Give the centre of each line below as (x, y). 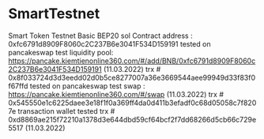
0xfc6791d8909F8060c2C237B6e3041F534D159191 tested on (109, 43)
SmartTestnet (54, 14)
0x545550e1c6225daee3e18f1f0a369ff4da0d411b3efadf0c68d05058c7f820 (132, 103)
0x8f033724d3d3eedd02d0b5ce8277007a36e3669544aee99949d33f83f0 (132, 77)
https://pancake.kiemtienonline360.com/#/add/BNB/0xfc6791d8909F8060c (132, 61)
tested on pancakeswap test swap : (87, 86)
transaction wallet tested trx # (66, 111)
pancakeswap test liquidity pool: (61, 52)
